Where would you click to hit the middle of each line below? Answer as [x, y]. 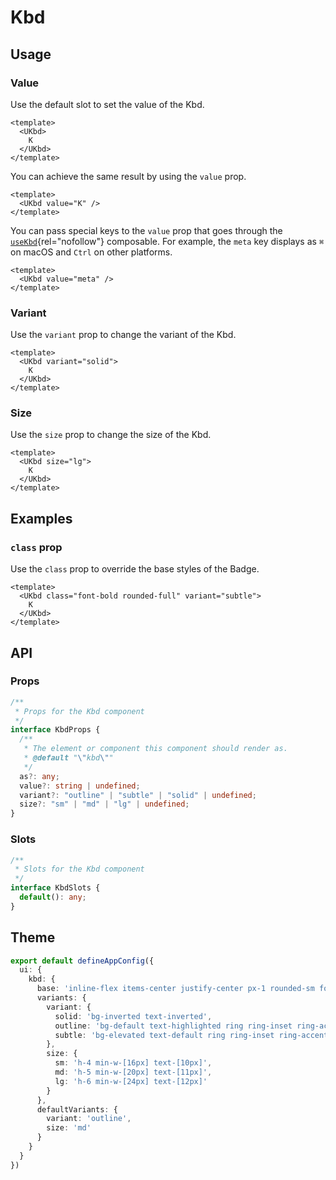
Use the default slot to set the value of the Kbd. [107, 104]
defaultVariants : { [77, 1109]
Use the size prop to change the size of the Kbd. [111, 435]
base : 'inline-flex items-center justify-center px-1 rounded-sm [175, 989]
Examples [41, 518]
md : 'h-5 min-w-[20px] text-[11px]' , [133, 1072]
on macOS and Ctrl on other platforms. [91, 252]
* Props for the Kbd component [79, 711]
